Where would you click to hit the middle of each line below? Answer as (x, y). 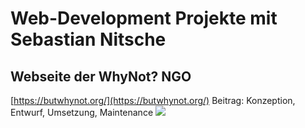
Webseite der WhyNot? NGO (101, 76)
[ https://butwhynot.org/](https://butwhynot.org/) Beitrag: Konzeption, (153, 100)
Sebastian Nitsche (88, 39)
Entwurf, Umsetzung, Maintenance (82, 112)
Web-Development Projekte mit (144, 18)
